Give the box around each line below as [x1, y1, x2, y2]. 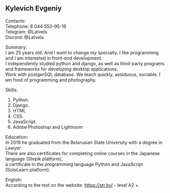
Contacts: [5, 17, 26, 24]
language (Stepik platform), [5, 156, 63, 162]
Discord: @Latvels [5, 34, 44, 40]
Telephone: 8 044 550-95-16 [5, 23, 67, 29]
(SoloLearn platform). [5, 166, 51, 172]
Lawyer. [5, 145, 22, 151]
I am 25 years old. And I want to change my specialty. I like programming [5, 49, 159, 55]
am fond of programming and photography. [5, 76, 97, 83]
